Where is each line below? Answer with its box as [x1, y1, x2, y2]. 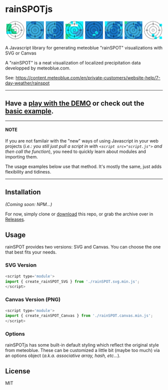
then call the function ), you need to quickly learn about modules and [5, 148, 146, 154]
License [5, 366, 30, 375]
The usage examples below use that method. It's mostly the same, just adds [5, 163, 162, 169]
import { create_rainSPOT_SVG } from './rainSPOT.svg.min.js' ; [5, 279, 140, 284]
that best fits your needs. [5, 249, 57, 255]
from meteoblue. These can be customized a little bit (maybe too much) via [5, 347, 160, 353]
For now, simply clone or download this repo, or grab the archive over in [5, 211, 153, 217]
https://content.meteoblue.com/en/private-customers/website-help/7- [15, 74, 161, 80]
